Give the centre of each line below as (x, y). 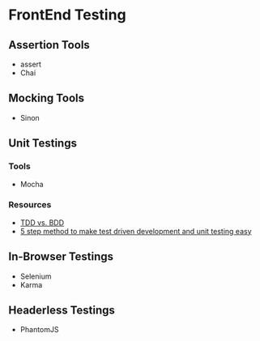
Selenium (36, 276)
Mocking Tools (47, 98)
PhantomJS (39, 330)
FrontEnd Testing (68, 15)
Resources (30, 205)
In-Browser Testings (61, 257)
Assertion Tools (49, 45)
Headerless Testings (62, 310)
